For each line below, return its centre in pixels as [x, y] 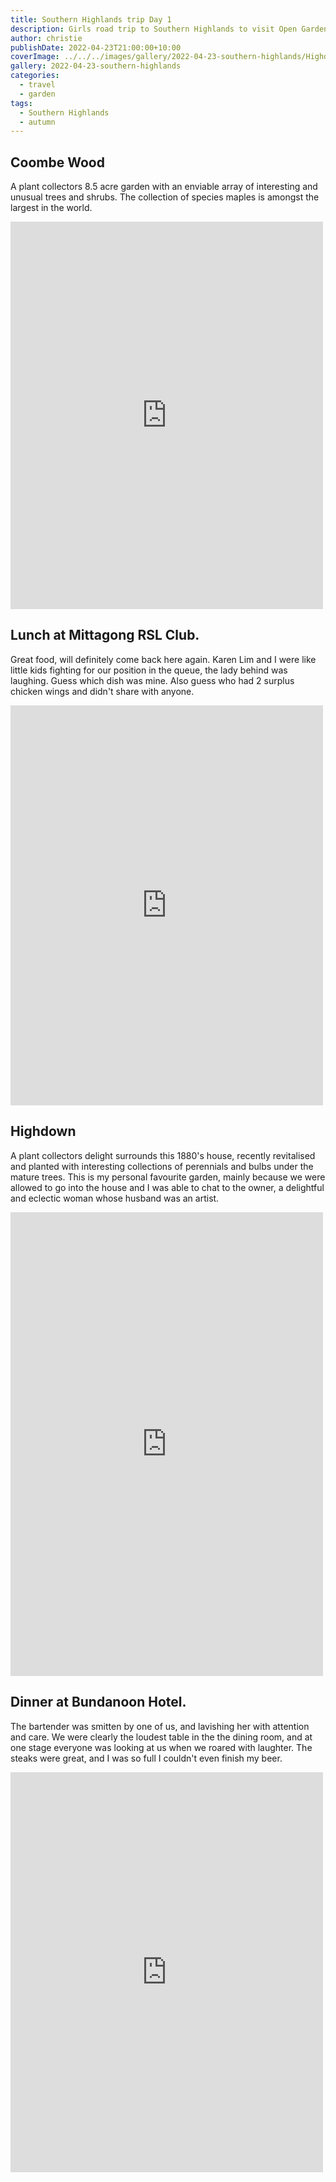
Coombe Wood [57, 162]
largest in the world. [51, 208]
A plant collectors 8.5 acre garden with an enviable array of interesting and [164, 187]
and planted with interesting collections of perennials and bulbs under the [162, 1166]
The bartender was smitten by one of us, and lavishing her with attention [160, 1726]
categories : [35, 76]
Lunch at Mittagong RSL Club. [105, 635]
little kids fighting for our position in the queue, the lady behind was [149, 670]
